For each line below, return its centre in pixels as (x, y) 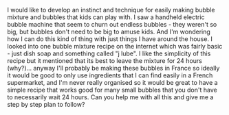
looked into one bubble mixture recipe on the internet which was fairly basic (115, 46)
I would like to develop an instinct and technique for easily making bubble (111, 10)
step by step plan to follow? (46, 104)
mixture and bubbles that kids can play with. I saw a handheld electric (106, 17)
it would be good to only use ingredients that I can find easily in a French (110, 75)
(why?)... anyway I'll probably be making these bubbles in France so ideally (113, 68)
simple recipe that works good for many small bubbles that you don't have (112, 90)
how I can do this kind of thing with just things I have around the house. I (110, 39)
